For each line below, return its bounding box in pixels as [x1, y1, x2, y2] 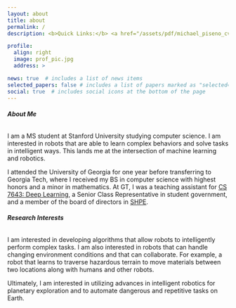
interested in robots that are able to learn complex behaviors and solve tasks [7, 139, 229, 148]
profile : [7, 43, 33, 50]
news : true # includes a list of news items [7, 75, 143, 82]
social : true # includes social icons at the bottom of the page [7, 88, 206, 95]
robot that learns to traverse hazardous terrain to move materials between [7, 257, 221, 266]
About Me [7, 110, 37, 118]
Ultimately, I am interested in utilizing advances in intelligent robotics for [7, 278, 216, 287]
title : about [7, 17, 46, 24]
